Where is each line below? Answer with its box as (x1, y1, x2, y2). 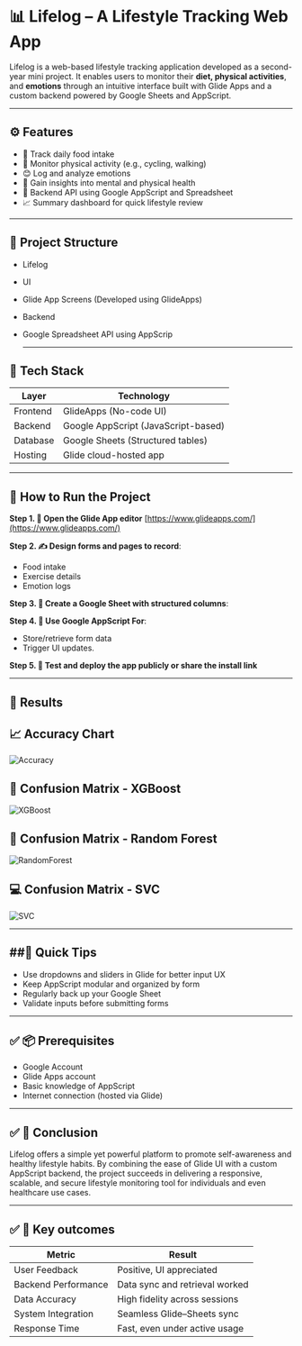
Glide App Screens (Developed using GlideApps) (22, 294, 202, 305)
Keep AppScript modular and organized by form (22, 978, 200, 989)
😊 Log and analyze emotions (22, 168, 131, 178)
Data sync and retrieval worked (116, 1278, 249, 1291)
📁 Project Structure (9, 235, 119, 250)
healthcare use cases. (9, 1187, 92, 1198)
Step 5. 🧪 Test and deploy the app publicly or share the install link (9, 660, 258, 671)
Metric (46, 1249, 76, 1261)
